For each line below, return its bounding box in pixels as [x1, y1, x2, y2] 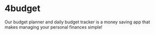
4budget [4, 3, 41, 14]
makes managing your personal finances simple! [4, 24, 103, 30]
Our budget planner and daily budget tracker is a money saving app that [4, 19, 150, 25]
